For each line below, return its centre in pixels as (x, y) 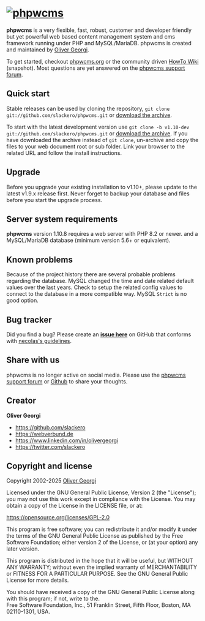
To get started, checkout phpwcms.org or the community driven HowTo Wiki (102, 61)
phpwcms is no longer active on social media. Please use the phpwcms (96, 375)
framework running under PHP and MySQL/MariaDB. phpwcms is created (99, 43)
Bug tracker (29, 319)
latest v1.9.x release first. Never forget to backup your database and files (98, 194)
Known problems (40, 259)
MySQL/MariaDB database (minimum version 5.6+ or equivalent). (88, 240)
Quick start (28, 94)
